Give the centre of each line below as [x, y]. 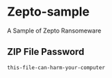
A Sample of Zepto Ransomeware [54, 31]
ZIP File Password [46, 52]
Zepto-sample [48, 12]
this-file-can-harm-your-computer [56, 67]
